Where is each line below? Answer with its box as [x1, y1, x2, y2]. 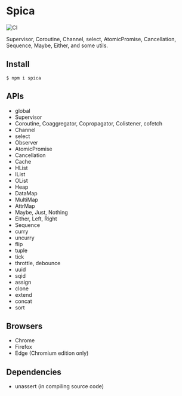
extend [14, 291, 33, 298]
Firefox [14, 343, 33, 351]
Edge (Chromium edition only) [14, 349, 89, 357]
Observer [14, 139, 39, 146]
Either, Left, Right [14, 215, 58, 222]
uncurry [14, 234, 35, 241]
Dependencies [6, 367, 61, 377]
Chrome [14, 337, 35, 344]
